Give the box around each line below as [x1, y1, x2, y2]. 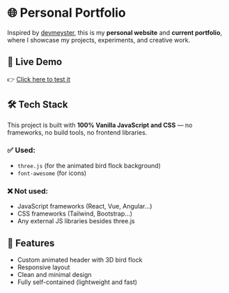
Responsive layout [17, 263, 70, 271]
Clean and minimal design [17, 270, 92, 278]
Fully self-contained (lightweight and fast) [17, 278, 138, 286]
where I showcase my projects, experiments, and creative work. [7, 36, 191, 44]
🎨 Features [7, 237, 55, 249]
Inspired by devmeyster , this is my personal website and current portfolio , [7, 28, 223, 36]
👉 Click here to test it [7, 75, 71, 83]
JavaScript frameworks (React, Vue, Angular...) [17, 202, 152, 211]
